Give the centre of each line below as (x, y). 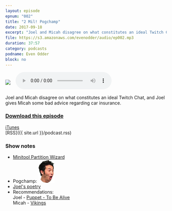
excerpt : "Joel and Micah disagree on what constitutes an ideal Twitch (84, 33)
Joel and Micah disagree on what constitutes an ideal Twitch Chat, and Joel (85, 97)
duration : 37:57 (23, 44)
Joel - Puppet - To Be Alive (41, 198)
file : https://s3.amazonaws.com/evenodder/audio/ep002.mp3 (70, 38)
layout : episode (23, 11)
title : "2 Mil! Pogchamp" (33, 22)
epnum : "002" (19, 16)
